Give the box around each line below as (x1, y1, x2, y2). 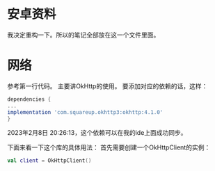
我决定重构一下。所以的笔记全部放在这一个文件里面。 (7, 31, 160, 39)
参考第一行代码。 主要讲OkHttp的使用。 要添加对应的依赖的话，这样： (7, 81, 208, 90)
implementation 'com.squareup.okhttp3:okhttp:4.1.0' (7, 108, 164, 115)
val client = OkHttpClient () (7, 157, 92, 164)
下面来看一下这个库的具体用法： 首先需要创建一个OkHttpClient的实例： (7, 143, 211, 152)
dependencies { (7, 95, 51, 103)
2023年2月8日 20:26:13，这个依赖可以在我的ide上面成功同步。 (7, 129, 187, 137)
